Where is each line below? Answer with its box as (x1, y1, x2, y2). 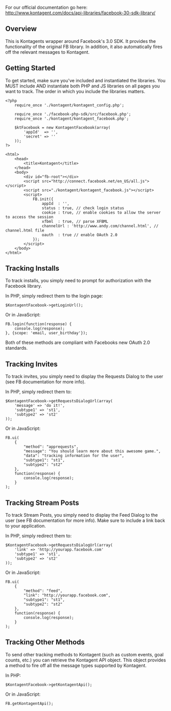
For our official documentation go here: (5, 5, 88, 10)
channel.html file (5, 227, 44, 233)
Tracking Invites (5, 360, 58, 369)
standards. (5, 345, 28, 351)
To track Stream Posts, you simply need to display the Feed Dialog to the (5, 512, 158, 518)
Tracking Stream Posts (5, 498, 79, 507)
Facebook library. (5, 283, 42, 289)
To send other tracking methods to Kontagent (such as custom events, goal (5, 651, 164, 657)
